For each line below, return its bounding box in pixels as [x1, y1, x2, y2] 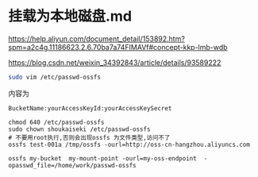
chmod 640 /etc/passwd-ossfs [8, 118, 105, 126]
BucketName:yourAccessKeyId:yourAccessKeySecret [8, 104, 172, 112]
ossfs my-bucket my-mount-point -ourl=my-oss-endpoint [8, 154, 197, 163]
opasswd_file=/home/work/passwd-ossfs [8, 161, 137, 169]
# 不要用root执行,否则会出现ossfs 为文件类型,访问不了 [8, 133, 171, 141]
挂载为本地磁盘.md [8, 7, 133, 25]
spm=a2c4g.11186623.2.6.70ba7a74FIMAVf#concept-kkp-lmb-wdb [8, 42, 228, 52]
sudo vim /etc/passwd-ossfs [8, 73, 102, 81]
